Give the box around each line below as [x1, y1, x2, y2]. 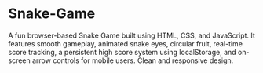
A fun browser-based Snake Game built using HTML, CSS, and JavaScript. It [8, 31, 255, 40]
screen [8, 56, 31, 65]
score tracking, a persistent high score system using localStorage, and [8, 47, 237, 57]
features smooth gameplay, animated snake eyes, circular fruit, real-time [8, 38, 243, 48]
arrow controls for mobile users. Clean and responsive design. [31, 56, 234, 65]
